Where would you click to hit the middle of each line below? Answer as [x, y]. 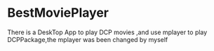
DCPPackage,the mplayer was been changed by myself [88, 39]
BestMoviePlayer [58, 13]
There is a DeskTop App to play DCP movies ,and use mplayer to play [107, 32]
